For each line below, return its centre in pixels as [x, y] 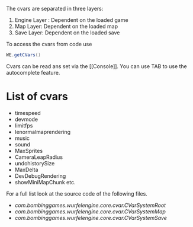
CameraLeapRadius [39, 157]
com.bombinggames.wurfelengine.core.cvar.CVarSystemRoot [90, 205]
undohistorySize [35, 163]
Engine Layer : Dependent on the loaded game [71, 20]
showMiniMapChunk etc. [45, 182]
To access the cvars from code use [49, 44]
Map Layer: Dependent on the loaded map [66, 26]
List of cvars [37, 97]
